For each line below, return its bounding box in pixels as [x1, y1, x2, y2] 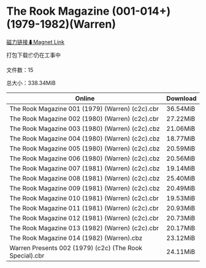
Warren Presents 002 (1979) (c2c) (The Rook [9, 244, 143, 252]
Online [75, 94, 95, 102]
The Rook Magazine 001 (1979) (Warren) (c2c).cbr [9, 104, 159, 113]
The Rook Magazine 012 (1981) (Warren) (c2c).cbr [9, 214, 159, 222]
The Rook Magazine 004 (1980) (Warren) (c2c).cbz [9, 134, 161, 143]
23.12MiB [166, 234, 196, 242]
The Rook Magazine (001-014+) [6, 4, 171, 18]
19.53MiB [166, 194, 196, 203]
